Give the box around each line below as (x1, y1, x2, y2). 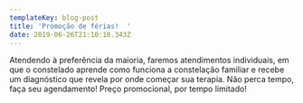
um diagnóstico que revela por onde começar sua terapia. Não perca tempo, (9, 74, 294, 85)
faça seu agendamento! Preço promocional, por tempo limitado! (9, 83, 247, 95)
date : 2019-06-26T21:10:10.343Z (9, 30, 131, 39)
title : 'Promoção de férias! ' (9, 22, 131, 31)
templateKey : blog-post (9, 13, 99, 23)
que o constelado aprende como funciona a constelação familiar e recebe (9, 64, 285, 75)
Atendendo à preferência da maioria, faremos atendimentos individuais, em (9, 55, 289, 66)
